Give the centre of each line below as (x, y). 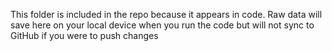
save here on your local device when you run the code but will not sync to (162, 25)
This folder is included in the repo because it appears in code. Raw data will (166, 14)
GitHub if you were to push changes (84, 35)
